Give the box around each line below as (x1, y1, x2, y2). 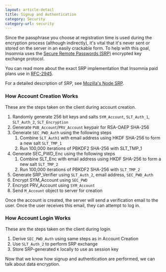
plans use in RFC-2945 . (5, 70, 54, 77)
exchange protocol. (5, 56, 45, 62)
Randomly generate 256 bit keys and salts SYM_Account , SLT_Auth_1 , (12, 114, 150, 120)
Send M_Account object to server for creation (12, 187, 103, 194)
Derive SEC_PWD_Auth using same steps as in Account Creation (12, 235, 139, 241)
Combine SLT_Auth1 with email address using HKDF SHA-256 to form (19, 135, 161, 140)
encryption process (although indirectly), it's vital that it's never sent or (5, 40, 150, 46)
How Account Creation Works (5, 93, 78, 100)
